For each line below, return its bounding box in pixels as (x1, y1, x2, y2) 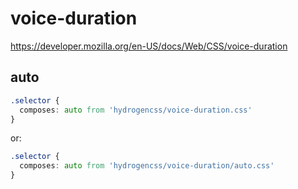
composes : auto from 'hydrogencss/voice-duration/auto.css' (19, 161, 275, 171)
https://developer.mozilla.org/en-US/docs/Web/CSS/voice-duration (10, 40, 288, 52)
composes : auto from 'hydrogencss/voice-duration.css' (19, 105, 253, 115)
